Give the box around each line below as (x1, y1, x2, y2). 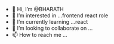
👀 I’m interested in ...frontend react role (11, 12, 109, 19)
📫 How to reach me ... (11, 32, 67, 38)
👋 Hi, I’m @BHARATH (11, 6, 64, 12)
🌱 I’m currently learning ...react (11, 18, 88, 25)
